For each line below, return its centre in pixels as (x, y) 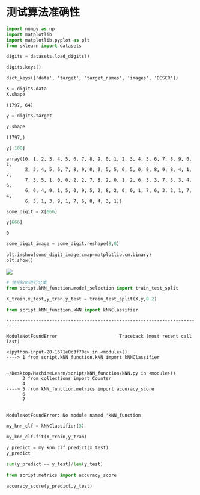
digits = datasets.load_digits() (48, 57)
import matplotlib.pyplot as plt (48, 40)
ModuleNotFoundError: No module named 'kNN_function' (75, 416)
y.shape (16, 126)
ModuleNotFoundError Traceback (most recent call (99, 337)
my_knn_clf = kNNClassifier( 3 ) (45, 426)
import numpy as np (31, 29)
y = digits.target (29, 116)
